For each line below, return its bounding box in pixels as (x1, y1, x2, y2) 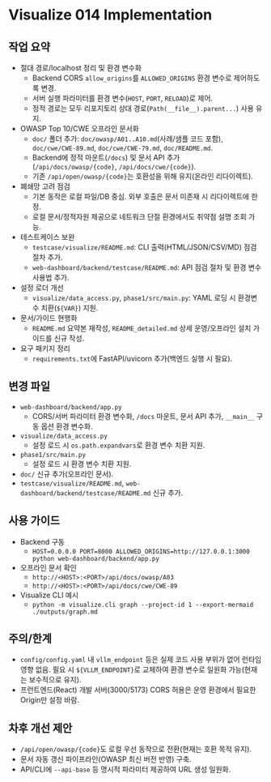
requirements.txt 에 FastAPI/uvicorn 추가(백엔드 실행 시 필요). (32, 354, 233, 363)
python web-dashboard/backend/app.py (32, 554, 160, 562)
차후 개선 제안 (8, 721, 73, 735)
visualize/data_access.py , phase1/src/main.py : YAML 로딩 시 (32, 293, 236, 302)
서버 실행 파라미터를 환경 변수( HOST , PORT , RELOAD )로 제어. (32, 93, 213, 103)
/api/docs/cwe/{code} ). (118, 162, 197, 171)
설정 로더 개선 (19, 283, 64, 293)
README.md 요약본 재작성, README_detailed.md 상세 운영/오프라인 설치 (32, 323, 252, 333)
